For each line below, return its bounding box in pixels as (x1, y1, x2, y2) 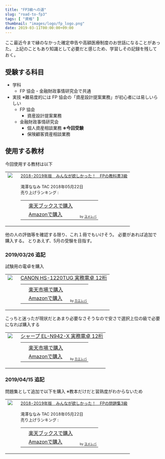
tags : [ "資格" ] (5, 16, 39, 21)
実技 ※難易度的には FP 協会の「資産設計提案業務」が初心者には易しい (12, 94, 154, 100)
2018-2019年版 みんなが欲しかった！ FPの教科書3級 (20, 173, 128, 178)
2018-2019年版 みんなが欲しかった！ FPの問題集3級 (20, 400, 128, 406)
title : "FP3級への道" (5, 7, 47, 12)
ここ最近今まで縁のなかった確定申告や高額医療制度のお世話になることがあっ (5, 40, 161, 46)
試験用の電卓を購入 (5, 263, 44, 269)
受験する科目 (5, 68, 44, 76)
